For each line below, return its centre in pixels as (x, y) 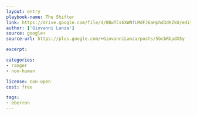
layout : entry (23, 11)
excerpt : (17, 50)
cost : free (19, 87)
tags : (13, 97)
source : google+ (26, 33)
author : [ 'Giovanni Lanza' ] (40, 28)
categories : (21, 60)
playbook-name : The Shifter (40, 17)
